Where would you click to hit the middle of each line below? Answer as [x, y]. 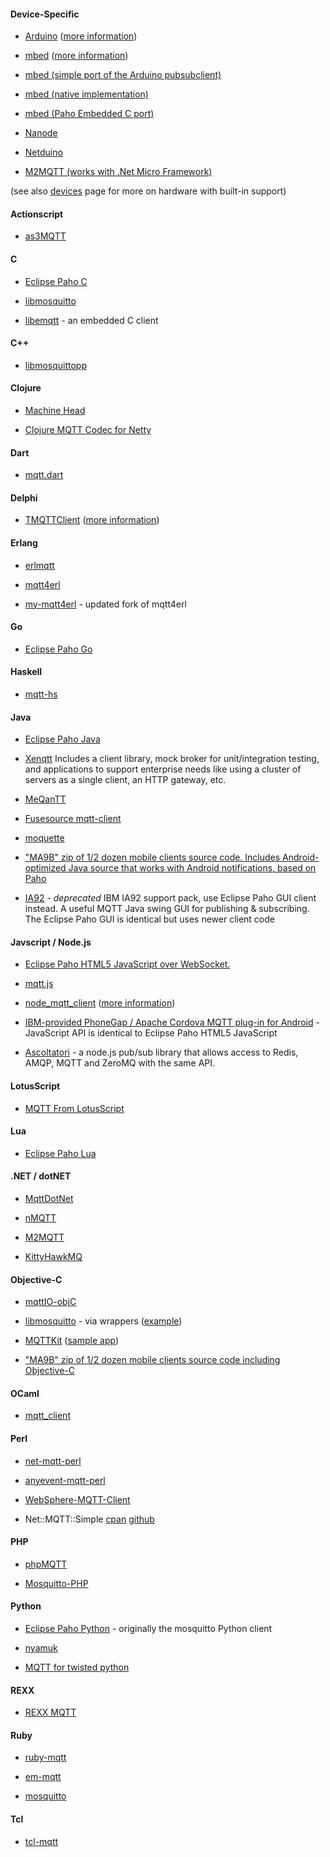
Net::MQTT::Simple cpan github [89, 1519]
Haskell [26, 672]
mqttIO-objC [50, 1302]
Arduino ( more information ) [81, 36]
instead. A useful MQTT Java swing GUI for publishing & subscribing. [167, 909]
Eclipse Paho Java [62, 739]
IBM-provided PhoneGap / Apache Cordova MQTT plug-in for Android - [172, 1022]
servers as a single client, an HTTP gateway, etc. [125, 780]
